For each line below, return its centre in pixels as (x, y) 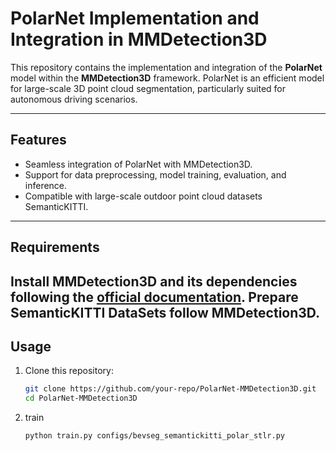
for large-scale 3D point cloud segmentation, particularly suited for (148, 88)
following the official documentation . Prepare (154, 297)
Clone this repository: (69, 371)
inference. (46, 185)
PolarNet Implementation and (135, 18)
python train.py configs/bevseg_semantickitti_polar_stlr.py (155, 436)
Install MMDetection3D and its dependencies (154, 281)
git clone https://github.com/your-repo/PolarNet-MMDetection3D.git (170, 389)
